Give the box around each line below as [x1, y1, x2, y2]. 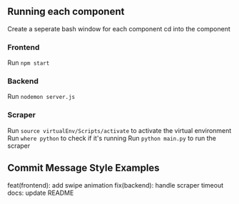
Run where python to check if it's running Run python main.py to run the [7, 134, 216, 142]
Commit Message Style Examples [7, 162, 160, 174]
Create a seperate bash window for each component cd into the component [7, 24, 230, 33]
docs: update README [7, 188, 74, 197]
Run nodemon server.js [7, 92, 76, 101]
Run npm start [7, 58, 50, 67]
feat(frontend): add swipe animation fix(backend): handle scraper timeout [7, 181, 224, 189]
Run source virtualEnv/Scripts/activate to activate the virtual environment [7, 126, 232, 134]
